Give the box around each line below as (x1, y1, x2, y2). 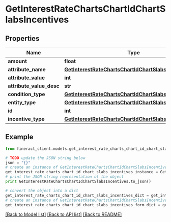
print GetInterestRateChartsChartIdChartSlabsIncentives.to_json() (5, 179, 152, 184)
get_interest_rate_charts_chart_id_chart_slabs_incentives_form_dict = (5, 202, 160, 207)
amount (8, 58, 27, 65)
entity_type (8, 99, 36, 106)
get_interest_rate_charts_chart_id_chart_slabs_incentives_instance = (5, 170, 158, 175)
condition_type (8, 91, 45, 98)
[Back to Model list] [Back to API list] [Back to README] (5, 211, 122, 217)
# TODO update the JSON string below (5, 155, 85, 161)
